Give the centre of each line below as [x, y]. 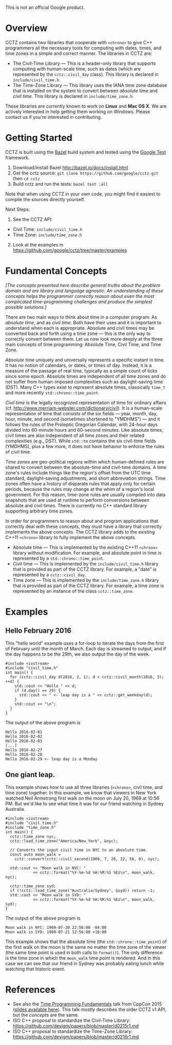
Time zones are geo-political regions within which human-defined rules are [85, 462]
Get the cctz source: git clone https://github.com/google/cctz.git [85, 173]
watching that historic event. [35, 969]
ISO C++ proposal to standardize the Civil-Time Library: [72, 1020]
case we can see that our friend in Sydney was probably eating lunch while [85, 963]
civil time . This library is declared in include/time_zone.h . [73, 96]
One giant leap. [30, 775]
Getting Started [39, 138]
